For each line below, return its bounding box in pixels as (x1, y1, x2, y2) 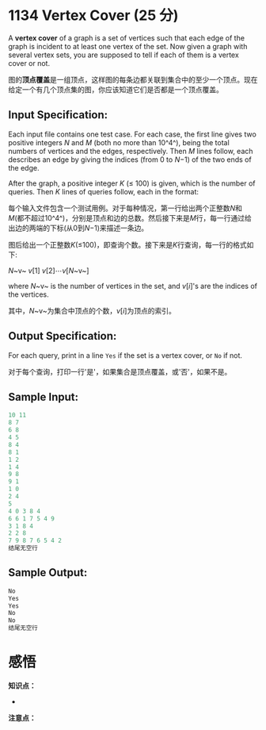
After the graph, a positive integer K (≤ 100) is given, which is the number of (8, 179, 256, 188)
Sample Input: (8, 390, 79, 404)
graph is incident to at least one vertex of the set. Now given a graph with (8, 41, 248, 51)
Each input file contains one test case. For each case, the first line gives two (8, 129, 257, 139)
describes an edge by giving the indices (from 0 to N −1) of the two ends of (8, 155, 252, 164)
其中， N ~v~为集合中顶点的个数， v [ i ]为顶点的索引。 (8, 305, 176, 315)
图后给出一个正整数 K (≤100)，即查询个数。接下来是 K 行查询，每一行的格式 (8, 240, 247, 249)
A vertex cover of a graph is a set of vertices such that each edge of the (8, 33, 245, 43)
